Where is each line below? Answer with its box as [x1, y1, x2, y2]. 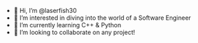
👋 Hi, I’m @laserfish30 [13, 7, 77, 14]
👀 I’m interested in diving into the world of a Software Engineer [13, 14, 191, 22]
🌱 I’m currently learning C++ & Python [13, 21, 122, 29]
